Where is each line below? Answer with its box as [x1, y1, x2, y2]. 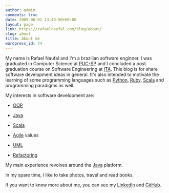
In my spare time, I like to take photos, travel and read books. [5, 171, 134, 178]
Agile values [12, 132, 39, 138]
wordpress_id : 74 [5, 41, 43, 46]
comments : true [5, 12, 38, 17]
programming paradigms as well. [5, 82, 75, 88]
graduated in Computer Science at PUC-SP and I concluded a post [5, 60, 146, 67]
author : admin [5, 7, 36, 13]
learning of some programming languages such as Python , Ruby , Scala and [5, 76, 164, 83]
